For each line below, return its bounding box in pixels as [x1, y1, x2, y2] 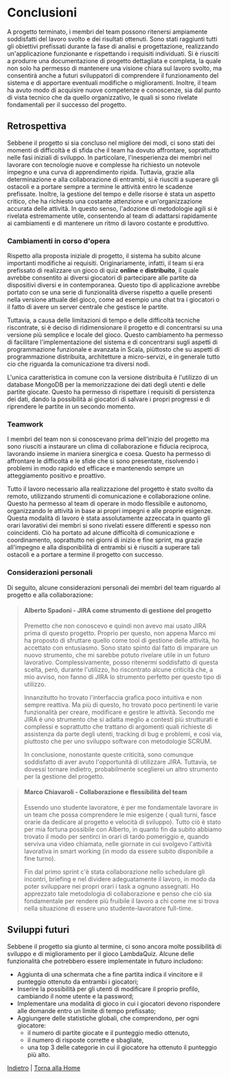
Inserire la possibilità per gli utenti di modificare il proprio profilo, [16, 984, 200, 993]
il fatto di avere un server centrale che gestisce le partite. [7, 303, 169, 311]
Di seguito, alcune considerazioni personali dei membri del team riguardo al [7, 583, 221, 591]
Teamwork [7, 419, 44, 429]
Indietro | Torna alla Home [7, 1063, 81, 1072]
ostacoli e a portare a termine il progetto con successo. [7, 551, 163, 559]
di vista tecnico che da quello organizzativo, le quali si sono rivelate [7, 93, 198, 101]
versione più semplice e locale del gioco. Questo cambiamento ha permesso [7, 331, 223, 339]
